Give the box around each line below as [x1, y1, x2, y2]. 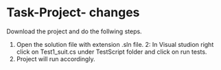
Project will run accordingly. [16, 54, 95, 63]
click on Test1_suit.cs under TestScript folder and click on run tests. [16, 48, 207, 56]
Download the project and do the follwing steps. [6, 27, 142, 35]
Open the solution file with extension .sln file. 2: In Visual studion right [16, 40, 214, 48]
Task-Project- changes [6, 5, 140, 20]
